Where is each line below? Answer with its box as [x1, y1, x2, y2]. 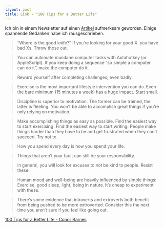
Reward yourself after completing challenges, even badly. [17, 74, 133, 80]
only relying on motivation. [17, 108, 71, 115]
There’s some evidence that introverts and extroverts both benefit [17, 196, 149, 203]
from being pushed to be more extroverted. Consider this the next [17, 202, 150, 207]
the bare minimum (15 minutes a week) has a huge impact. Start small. [17, 89, 158, 95]
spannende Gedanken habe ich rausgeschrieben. [5, 30, 104, 36]
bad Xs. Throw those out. [17, 45, 68, 51]
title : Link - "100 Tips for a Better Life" [5, 12, 97, 17]
